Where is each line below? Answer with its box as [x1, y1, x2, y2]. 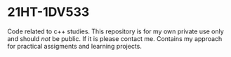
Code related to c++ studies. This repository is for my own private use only [7, 27, 225, 35]
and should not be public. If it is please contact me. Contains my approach [7, 34, 223, 42]
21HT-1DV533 [7, 4, 90, 20]
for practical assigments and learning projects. [7, 42, 143, 50]
